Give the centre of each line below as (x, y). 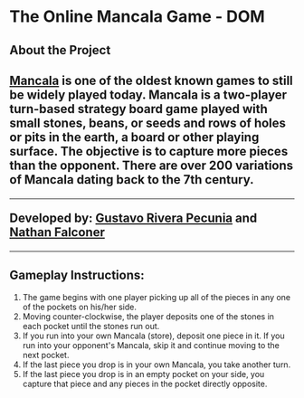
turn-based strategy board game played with (139, 109)
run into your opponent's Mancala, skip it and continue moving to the (151, 345)
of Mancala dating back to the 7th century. (132, 180)
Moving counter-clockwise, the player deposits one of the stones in (148, 316)
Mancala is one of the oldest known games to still (152, 80)
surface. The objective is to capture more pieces (149, 151)
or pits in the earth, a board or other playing (134, 137)
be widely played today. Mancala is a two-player (148, 95)
